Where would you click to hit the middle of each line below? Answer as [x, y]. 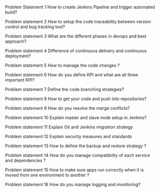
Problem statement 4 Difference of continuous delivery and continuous [76, 51]
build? [11, 12]
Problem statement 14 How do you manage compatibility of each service [78, 155]
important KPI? [20, 80]
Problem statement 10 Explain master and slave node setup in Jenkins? [76, 118]
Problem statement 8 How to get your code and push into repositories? [76, 99]
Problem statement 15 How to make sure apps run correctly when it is [74, 170]
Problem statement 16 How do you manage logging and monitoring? [73, 184]
